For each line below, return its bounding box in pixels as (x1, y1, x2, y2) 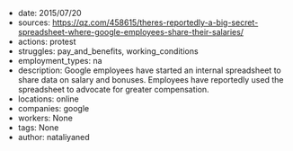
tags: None (17, 122, 59, 133)
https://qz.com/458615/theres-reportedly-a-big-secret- (52, 17, 259, 28)
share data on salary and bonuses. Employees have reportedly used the (17, 75, 284, 84)
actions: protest (17, 36, 76, 47)
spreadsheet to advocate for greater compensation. (17, 84, 209, 94)
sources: (17, 17, 51, 28)
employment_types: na (17, 56, 102, 66)
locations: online (17, 93, 79, 104)
